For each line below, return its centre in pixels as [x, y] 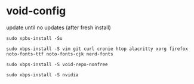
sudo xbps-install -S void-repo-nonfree [57, 64]
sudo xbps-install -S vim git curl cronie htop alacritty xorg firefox [97, 49]
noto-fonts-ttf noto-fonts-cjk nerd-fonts [60, 54]
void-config [36, 11]
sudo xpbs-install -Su [34, 38]
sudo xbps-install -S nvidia [42, 75]
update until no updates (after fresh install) [59, 27]
